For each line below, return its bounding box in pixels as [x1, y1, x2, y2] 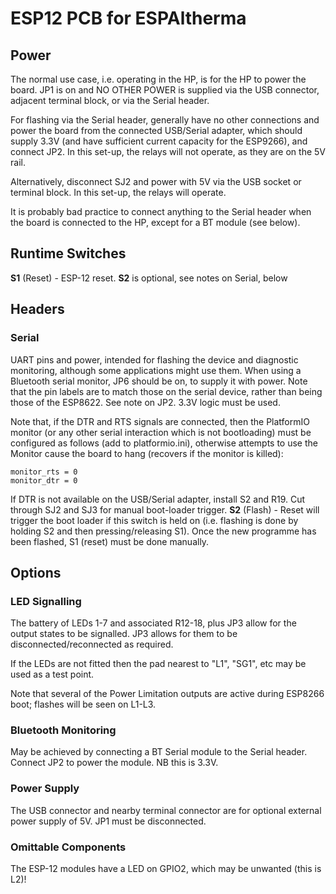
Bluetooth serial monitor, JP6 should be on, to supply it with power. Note [10, 375, 308, 387]
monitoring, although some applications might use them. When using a [10, 364, 302, 376]
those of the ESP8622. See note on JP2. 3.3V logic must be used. [10, 396, 281, 408]
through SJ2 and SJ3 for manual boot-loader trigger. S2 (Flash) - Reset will [10, 503, 320, 516]
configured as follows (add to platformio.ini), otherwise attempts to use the [10, 437, 318, 449]
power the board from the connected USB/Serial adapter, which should [10, 125, 303, 136]
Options [10, 564, 62, 581]
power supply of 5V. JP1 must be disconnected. [10, 815, 207, 827]
